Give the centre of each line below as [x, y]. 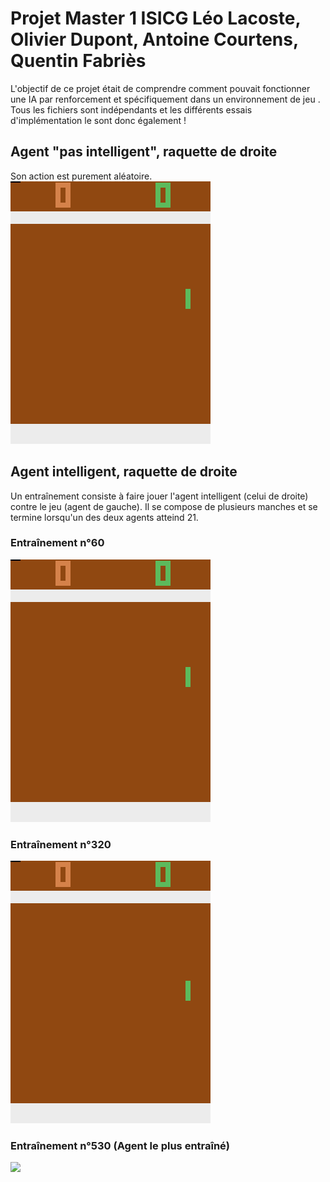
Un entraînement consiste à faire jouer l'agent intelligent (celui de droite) [159, 496]
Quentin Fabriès [78, 61]
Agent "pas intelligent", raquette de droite [144, 152]
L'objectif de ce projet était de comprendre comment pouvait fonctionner [160, 88]
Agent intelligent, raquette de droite [124, 472]
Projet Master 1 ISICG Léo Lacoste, [155, 18]
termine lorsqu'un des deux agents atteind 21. [104, 517]
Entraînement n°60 [57, 543]
